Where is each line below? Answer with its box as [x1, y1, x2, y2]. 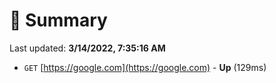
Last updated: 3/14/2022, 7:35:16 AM [9, 42, 166, 54]
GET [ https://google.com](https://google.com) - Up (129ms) [23, 61, 267, 73]
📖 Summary [9, 9, 108, 32]
